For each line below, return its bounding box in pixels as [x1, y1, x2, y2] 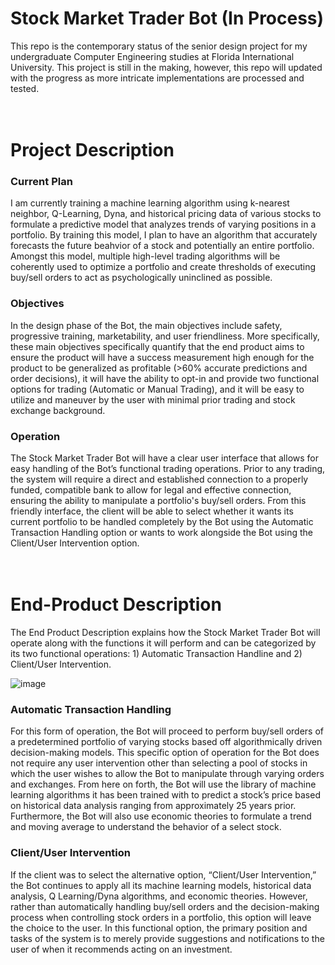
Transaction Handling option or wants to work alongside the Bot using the [10, 527, 314, 539]
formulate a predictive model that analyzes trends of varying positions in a [10, 218, 317, 231]
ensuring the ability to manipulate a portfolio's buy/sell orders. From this [10, 495, 307, 507]
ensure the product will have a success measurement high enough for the [10, 351, 315, 363]
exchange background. [10, 404, 106, 416]
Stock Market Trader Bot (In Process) [10, 7, 325, 30]
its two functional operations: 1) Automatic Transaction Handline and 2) [10, 647, 303, 659]
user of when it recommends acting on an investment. [10, 943, 233, 955]
